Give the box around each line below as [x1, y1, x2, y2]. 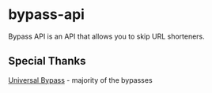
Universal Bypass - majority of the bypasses [8, 75, 153, 84]
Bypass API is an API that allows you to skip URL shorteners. [8, 32, 206, 41]
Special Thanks [8, 54, 86, 68]
